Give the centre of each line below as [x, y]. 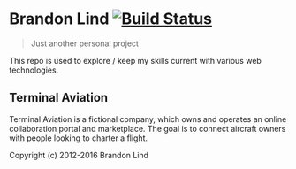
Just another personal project [85, 43]
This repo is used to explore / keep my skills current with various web [136, 60]
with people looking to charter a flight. [79, 138]
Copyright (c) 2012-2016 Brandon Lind [79, 155]
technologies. [34, 70]
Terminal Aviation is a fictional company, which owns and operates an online [148, 119]
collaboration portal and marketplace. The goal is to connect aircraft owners [148, 128]
